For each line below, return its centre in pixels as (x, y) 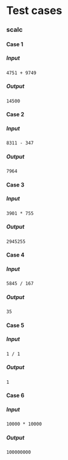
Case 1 (15, 44)
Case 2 (15, 115)
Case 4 (15, 255)
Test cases (34, 11)
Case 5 (15, 325)
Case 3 (15, 185)
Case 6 (15, 395)
